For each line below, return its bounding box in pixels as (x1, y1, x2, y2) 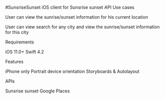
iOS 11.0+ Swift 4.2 (5, 49, 44, 55)
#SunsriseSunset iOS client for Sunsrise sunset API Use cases (5, 5, 135, 10)
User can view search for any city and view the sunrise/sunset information (5, 24, 160, 30)
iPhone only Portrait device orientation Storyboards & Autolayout (5, 68, 140, 74)
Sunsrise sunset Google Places (5, 88, 70, 94)
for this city (5, 29, 29, 35)
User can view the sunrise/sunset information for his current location (5, 14, 148, 20)
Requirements (5, 39, 34, 45)
